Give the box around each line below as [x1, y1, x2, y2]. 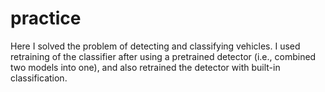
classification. [10, 72, 68, 84]
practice [10, 7, 82, 30]
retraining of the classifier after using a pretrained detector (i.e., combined [10, 50, 317, 62]
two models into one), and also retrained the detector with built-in [10, 61, 281, 73]
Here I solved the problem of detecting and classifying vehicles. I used [10, 40, 301, 52]
